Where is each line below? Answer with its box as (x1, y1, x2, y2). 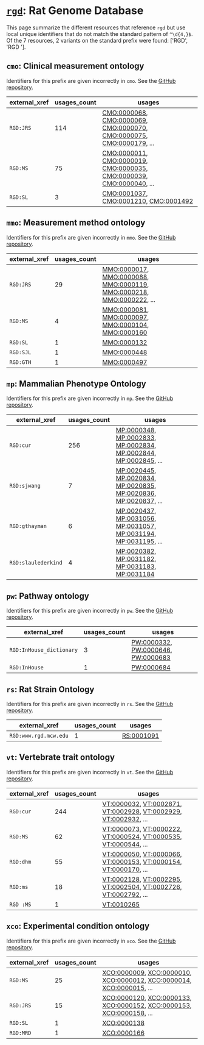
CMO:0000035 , (102, 164, 148, 173)
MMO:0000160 (102, 328, 148, 337)
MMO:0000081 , (102, 305, 149, 314)
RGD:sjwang (9, 482, 41, 490)
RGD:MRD (9, 1029, 32, 1036)
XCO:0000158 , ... (102, 1008, 153, 1017)
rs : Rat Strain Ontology (6, 684, 95, 694)
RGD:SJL (9, 349, 32, 355)
